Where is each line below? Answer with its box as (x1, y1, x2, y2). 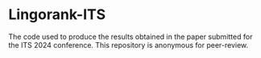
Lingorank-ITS (8, 6, 106, 24)
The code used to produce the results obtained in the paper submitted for (8, 32, 253, 41)
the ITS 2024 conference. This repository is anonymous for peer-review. (8, 40, 249, 49)
